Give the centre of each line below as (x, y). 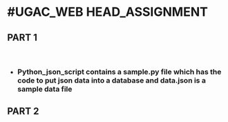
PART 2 (23, 111)
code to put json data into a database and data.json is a (111, 80)
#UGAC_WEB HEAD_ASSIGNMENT (108, 12)
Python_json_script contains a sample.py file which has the (119, 72)
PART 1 (22, 38)
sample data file (45, 89)
